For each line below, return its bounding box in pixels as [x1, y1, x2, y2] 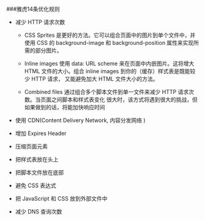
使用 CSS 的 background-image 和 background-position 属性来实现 [24, 39, 194, 46]
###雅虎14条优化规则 [6, 6, 60, 12]
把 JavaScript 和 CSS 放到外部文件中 [15, 195, 108, 202]
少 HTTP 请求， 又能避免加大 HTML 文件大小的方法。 [24, 76, 158, 82]
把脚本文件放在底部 [15, 169, 64, 176]
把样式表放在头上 [15, 156, 59, 163]
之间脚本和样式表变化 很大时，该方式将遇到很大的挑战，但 [51, 96, 198, 103]
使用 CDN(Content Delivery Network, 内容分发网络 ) [15, 117, 146, 124]
